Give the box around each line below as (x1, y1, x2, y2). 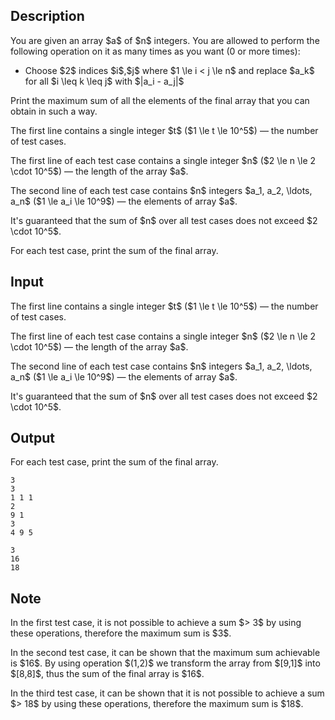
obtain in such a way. (10, 105, 98, 117)
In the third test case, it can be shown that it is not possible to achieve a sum (10, 687, 325, 699)
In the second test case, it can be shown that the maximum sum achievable (10, 647, 321, 659)
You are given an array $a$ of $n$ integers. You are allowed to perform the (10, 34, 320, 46)
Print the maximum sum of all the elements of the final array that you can (10, 94, 310, 106)
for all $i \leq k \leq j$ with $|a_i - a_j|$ (24, 75, 185, 87)
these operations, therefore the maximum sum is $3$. (10, 627, 232, 639)
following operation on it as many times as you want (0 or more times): (10, 45, 301, 57)
